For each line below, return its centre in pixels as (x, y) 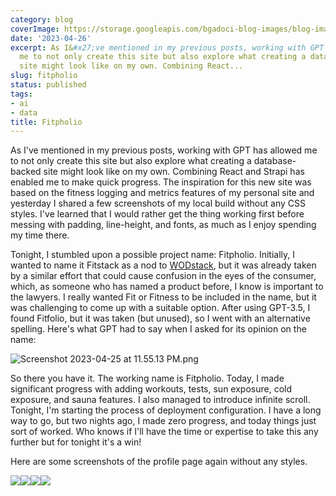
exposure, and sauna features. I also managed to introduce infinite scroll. (160, 400)
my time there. (40, 235)
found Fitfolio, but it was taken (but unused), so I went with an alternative (160, 318)
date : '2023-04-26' (51, 38)
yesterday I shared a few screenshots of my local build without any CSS (158, 203)
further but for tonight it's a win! (76, 442)
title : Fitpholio (46, 122)
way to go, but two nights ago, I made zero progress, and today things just (163, 421)
